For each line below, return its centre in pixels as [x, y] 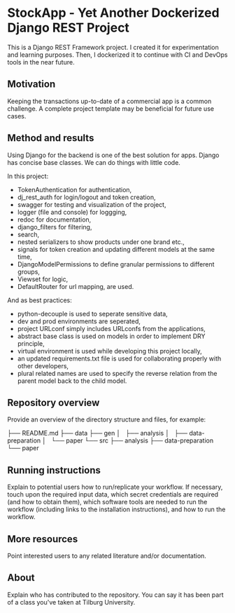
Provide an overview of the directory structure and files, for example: [107, 419]
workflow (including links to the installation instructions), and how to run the [116, 509]
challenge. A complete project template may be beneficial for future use [111, 108]
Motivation [31, 85]
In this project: [28, 176]
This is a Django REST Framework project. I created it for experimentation [113, 47]
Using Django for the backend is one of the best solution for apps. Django [113, 155]
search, [28, 234]
